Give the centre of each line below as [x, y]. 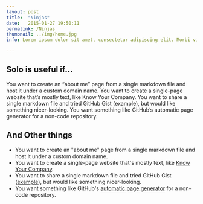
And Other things [39, 135]
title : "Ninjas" [28, 18]
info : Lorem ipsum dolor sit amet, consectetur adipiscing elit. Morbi [98, 40]
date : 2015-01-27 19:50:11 [43, 23]
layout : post [23, 12]
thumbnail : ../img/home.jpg [42, 34]
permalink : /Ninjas [31, 29]
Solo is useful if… [40, 70]
